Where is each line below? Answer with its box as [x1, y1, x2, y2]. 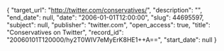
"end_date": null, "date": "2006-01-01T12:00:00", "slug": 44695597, [6, 13, 204, 22]
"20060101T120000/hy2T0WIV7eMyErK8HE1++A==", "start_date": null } [6, 36, 218, 44]
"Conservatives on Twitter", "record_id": [6, 28, 124, 36]
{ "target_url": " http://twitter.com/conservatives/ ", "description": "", [6, 6, 203, 14]
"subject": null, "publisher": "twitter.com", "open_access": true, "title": [6, 21, 211, 29]
